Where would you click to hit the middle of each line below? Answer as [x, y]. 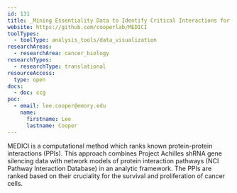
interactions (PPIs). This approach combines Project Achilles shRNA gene [115, 153]
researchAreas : [30, 47]
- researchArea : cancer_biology [62, 54]
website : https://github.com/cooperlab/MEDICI [77, 27]
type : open [30, 80]
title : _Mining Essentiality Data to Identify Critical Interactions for [119, 21]
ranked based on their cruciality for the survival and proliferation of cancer [116, 176]
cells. [15, 183]
